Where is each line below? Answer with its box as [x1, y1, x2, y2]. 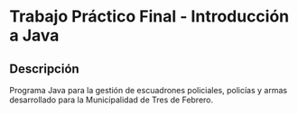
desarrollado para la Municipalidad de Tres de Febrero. [9, 94, 214, 105]
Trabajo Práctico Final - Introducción [9, 6, 290, 27]
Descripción [9, 61, 79, 76]
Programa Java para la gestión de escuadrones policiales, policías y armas [9, 85, 287, 95]
